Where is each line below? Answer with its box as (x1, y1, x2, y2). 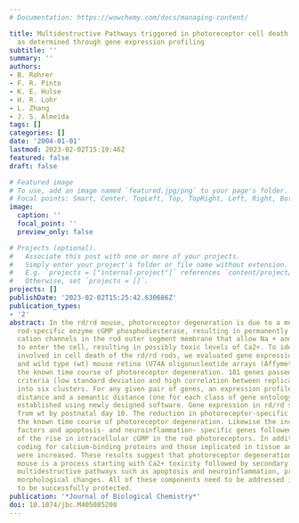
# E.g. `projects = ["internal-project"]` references (9, 268, 221, 277)
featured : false (9, 153, 69, 162)
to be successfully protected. (17, 484, 133, 493)
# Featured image (9, 177, 74, 187)
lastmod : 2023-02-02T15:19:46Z (9, 145, 125, 154)
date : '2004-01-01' (9, 137, 82, 146)
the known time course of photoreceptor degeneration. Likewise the (17, 418, 277, 427)
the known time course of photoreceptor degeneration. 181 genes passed (17, 367, 293, 377)
